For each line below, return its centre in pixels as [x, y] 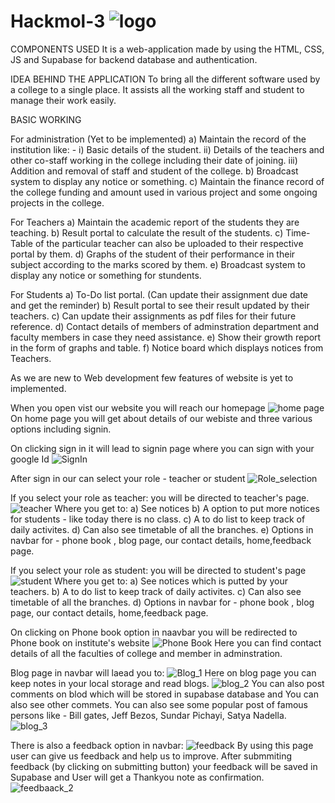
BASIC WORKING [46, 119]
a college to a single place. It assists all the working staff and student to [157, 89]
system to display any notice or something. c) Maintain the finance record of [167, 181]
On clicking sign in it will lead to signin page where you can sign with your [162, 448]
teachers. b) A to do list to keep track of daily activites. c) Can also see [156, 591]
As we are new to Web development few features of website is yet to [152, 377]
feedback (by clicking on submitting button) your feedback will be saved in [164, 766]
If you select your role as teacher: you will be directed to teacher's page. [160, 497]
